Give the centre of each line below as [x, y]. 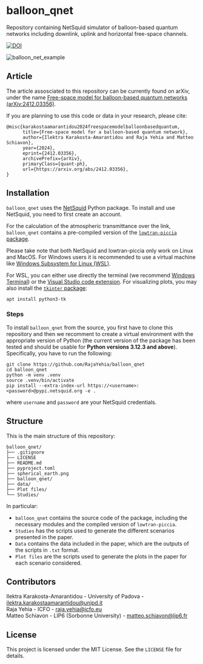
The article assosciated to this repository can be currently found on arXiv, [98, 91]
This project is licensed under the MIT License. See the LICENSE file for [94, 649]
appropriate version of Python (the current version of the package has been [101, 340]
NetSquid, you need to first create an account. [64, 214]
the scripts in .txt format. [47, 550]
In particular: [22, 506]
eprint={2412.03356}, [50, 153]
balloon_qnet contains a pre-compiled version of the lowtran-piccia [92, 232]
